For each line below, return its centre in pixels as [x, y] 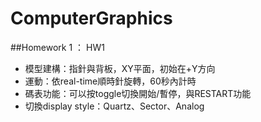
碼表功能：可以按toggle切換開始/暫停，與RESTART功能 [138, 93]
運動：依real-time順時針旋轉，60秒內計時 [110, 81]
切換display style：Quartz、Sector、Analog [114, 106]
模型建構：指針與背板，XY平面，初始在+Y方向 [120, 68]
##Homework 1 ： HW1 [57, 47]
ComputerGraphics [91, 18]
